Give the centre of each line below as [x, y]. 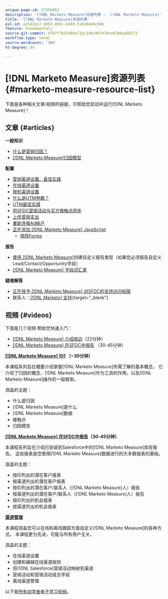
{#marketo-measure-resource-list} [80, 89]
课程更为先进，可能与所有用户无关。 [57, 534]
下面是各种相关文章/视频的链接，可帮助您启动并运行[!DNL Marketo [74, 104]
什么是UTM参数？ [31, 198]
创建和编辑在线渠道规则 [37, 562]
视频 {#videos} [29, 315]
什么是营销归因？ [30, 151]
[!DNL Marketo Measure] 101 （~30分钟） [49, 356]
